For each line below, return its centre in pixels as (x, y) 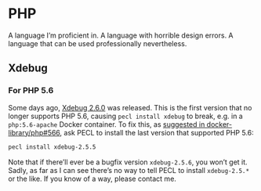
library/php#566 (34, 132)
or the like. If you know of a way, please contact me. (92, 178)
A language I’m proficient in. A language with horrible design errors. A (121, 35)
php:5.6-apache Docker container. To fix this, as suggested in (107, 124)
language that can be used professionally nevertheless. (98, 43)
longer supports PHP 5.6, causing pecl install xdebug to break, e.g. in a (125, 116)
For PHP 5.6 (31, 91)
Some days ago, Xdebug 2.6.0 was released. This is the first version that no (130, 107)
